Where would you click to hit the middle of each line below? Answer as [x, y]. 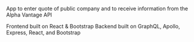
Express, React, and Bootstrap [43, 33]
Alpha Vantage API [29, 15]
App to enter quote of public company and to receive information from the [97, 9]
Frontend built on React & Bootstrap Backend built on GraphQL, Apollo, [93, 26]
